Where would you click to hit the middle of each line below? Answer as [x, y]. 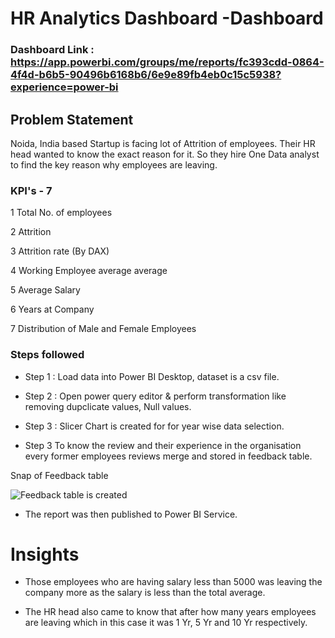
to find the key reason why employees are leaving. [114, 164]
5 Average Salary [45, 290]
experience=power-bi [64, 87]
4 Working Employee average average [89, 271]
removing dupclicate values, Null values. [108, 406]
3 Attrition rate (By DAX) [60, 251]
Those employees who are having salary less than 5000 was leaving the [173, 582]
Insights [45, 554]
